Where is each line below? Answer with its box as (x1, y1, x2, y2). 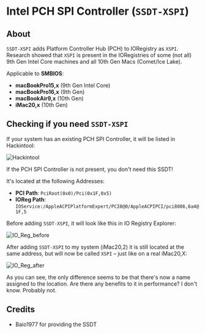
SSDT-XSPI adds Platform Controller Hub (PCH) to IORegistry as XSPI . (6, 45, 179, 52)
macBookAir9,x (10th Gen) (15, 95, 84, 102)
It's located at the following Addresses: (6, 177, 105, 184)
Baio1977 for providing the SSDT (15, 321, 97, 328)
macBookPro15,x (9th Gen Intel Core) (15, 82, 111, 89)
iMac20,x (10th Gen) (15, 101, 69, 108)
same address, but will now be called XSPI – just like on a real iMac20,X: (6, 249, 188, 257)
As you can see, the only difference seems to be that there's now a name (6, 273, 191, 281)
